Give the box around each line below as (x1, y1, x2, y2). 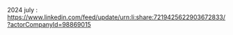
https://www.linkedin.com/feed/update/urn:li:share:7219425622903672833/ (7, 13, 226, 21)
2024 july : (7, 6, 38, 14)
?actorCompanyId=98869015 (7, 21, 92, 28)
